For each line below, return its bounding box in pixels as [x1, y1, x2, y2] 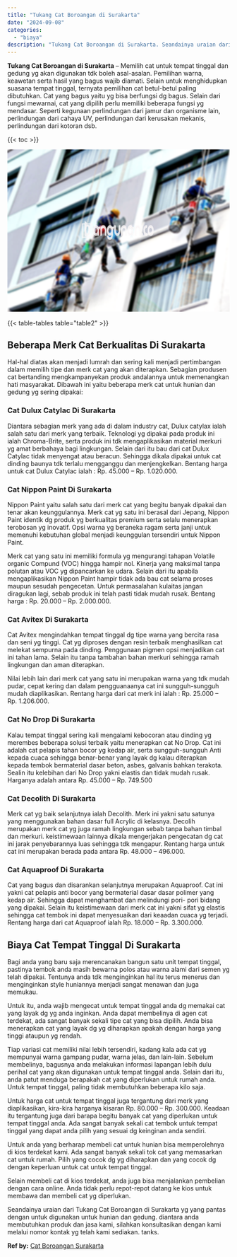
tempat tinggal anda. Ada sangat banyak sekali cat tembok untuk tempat [7, 1119, 218, 1128]
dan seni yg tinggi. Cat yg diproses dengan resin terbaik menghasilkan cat [7, 638, 223, 647]
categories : [7, 26, 42, 33]
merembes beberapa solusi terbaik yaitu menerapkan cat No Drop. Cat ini [7, 738, 221, 746]
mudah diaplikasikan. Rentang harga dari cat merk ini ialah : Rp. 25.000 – [7, 690, 219, 698]
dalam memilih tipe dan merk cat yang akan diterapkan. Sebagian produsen [7, 365, 227, 374]
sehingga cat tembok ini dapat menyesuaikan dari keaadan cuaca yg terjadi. [7, 911, 229, 920]
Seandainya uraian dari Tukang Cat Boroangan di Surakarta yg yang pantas [7, 1205, 226, 1214]
